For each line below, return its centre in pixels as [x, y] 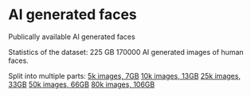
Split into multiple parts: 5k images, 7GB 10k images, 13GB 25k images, [125, 76]
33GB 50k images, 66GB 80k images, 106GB [82, 84]
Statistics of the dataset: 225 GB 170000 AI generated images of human [126, 52]
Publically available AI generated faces [72, 37]
